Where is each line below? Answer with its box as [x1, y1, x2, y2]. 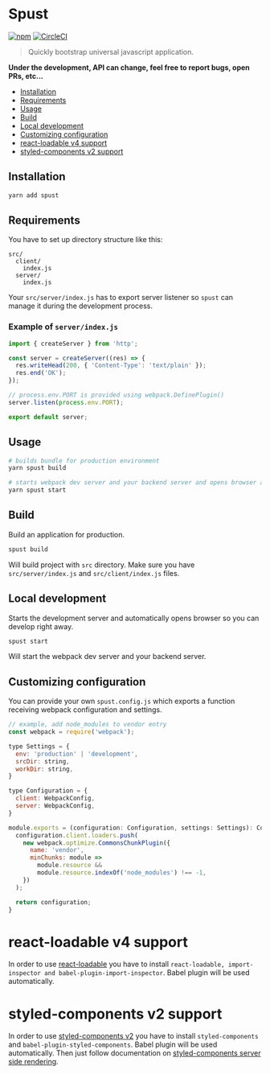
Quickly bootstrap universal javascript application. [27, 47, 194, 56]
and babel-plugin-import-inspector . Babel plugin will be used [43, 968, 250, 977]
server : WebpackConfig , [15, 802, 95, 810]
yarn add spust [8, 191, 59, 200]
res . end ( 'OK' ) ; [15, 369, 67, 377]
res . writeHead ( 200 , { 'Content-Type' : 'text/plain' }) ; [15, 361, 207, 370]
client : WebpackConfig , [15, 794, 95, 803]
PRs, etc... [8, 71, 44, 80]
